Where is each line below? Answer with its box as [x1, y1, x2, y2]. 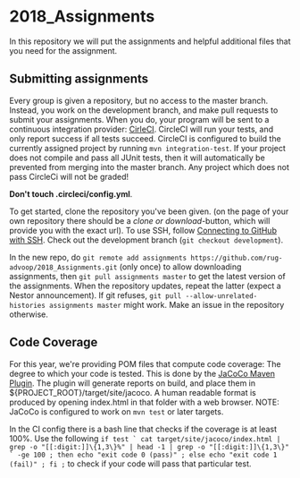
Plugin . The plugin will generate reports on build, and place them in [9, 378, 256, 388]
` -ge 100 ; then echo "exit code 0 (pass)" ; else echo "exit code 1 [9, 450, 278, 459]
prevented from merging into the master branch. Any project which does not [9, 161, 290, 172]
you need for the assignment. [9, 45, 118, 55]
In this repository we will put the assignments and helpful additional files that [9, 36, 291, 47]
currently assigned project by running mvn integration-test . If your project [9, 142, 286, 153]
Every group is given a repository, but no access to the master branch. [9, 95, 269, 106]
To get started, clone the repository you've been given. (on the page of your [9, 206, 289, 217]
